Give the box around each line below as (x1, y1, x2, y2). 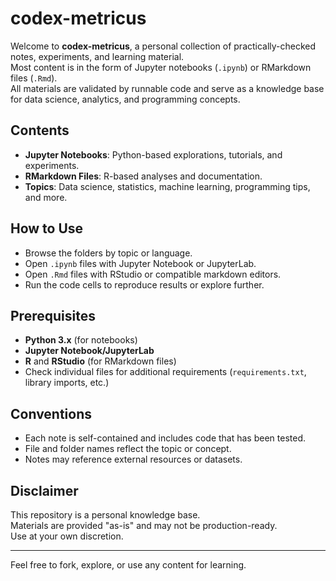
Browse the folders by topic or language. (24, 247, 193, 259)
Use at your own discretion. (10, 530, 124, 542)
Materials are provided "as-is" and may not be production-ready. (10, 520, 278, 531)
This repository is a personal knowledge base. (10, 509, 201, 521)
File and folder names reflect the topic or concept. (24, 443, 232, 455)
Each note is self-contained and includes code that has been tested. (24, 432, 307, 444)
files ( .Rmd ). (10, 72, 58, 84)
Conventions (10, 405, 93, 422)
